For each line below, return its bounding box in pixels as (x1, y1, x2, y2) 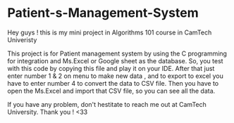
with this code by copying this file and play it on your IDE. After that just (7, 64, 215, 72)
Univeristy (7, 35, 37, 44)
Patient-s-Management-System (7, 5, 199, 21)
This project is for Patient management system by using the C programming (7, 49, 228, 58)
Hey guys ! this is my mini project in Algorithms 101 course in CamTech (7, 28, 212, 37)
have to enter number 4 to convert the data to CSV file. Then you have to (7, 79, 219, 87)
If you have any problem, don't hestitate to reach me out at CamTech (7, 100, 207, 108)
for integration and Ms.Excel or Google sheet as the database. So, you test (7, 56, 223, 65)
